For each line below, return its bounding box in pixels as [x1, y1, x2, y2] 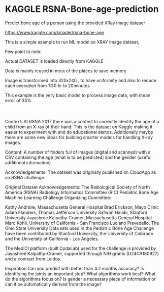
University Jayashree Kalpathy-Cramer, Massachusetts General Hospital [5, 214, 152, 221]
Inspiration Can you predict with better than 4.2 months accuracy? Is [5, 265, 144, 271]
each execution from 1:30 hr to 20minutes [5, 83, 90, 89]
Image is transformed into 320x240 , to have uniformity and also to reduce [5, 77, 157, 83]
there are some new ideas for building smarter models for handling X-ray [5, 134, 153, 140]
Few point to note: [5, 49, 42, 54]
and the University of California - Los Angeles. [5, 236, 99, 242]
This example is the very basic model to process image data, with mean [5, 92, 151, 98]
